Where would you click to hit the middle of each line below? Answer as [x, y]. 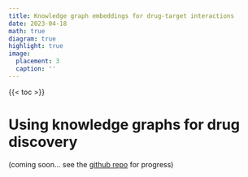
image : [20, 54]
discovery [43, 142]
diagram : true [33, 39]
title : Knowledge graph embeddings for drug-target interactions [121, 16]
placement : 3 [38, 62]
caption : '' [36, 69]
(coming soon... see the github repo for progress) [91, 164]
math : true [27, 31]
